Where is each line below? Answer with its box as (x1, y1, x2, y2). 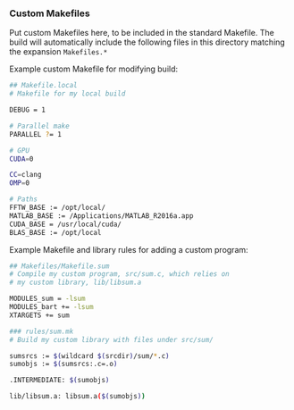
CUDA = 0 (9, 155, 34, 163)
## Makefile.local (9, 81, 78, 90)
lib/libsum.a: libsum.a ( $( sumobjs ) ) (9, 392, 146, 401)
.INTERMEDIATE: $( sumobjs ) (9, 376, 110, 385)
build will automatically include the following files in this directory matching (9, 37, 286, 47)
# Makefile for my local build (9, 89, 126, 98)
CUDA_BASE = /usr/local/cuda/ (9, 220, 122, 229)
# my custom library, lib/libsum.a (9, 278, 142, 288)
